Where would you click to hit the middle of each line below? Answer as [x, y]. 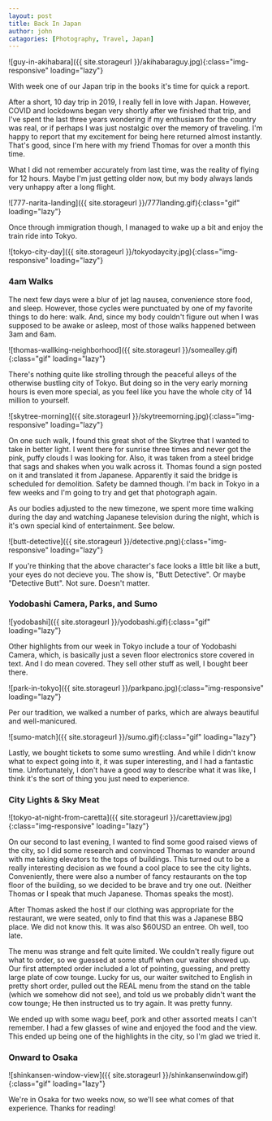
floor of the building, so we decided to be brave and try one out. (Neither [130, 886]
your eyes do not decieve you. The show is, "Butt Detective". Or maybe [127, 574]
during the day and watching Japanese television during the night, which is [134, 517]
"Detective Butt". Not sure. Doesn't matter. [79, 582]
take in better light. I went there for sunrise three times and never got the [130, 449]
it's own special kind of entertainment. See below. [92, 525]
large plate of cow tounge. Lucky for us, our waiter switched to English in [131, 978]
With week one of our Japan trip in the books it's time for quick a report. [129, 86]
